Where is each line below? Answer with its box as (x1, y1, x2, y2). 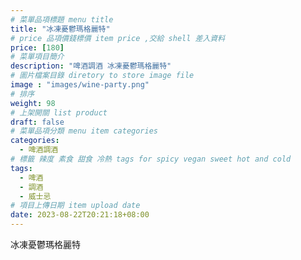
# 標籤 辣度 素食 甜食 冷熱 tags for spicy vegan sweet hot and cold (10, 154, 292, 164)
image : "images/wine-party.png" (10, 80, 150, 90)
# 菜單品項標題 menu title (10, 14, 114, 25)
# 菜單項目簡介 (10, 52, 65, 62)
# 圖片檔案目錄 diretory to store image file (10, 71, 195, 81)
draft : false (10, 117, 65, 127)
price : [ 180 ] (10, 42, 65, 53)
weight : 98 (10, 98, 56, 108)
